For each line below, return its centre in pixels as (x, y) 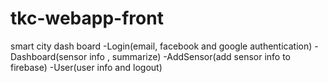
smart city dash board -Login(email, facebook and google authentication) (161, 46)
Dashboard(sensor (49, 56)
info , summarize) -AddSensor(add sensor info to (190, 56)
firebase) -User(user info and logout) (86, 67)
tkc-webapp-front (87, 18)
